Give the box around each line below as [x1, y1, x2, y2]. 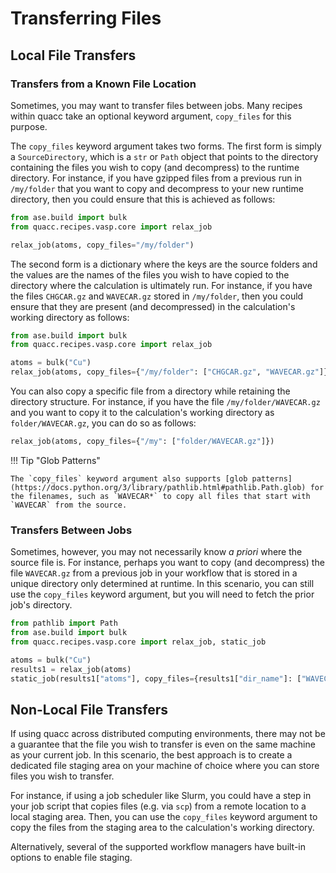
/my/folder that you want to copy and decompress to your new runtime [10, 182, 304, 194]
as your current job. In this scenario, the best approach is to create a [10, 749, 293, 761]
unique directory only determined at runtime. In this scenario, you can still [10, 578, 315, 590]
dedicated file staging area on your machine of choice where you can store [10, 760, 320, 772]
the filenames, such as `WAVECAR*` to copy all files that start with [10, 491, 311, 501]
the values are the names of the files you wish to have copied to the [10, 268, 290, 281]
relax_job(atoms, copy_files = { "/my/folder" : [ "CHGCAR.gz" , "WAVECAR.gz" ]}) [10, 367, 333, 377]
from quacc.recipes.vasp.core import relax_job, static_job [10, 637, 267, 647]
